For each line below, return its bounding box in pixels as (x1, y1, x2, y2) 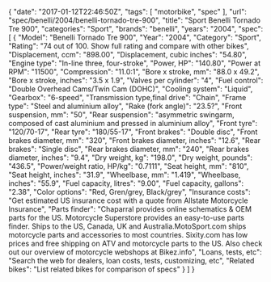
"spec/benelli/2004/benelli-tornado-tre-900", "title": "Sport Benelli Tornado (8, 15, 261, 25)
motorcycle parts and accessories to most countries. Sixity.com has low (8, 230, 248, 239)
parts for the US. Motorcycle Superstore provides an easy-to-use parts (8, 213, 245, 222)
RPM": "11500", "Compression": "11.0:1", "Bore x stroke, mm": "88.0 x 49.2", (8, 67, 260, 76)
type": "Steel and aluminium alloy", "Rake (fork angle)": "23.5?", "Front (8, 101, 243, 111)
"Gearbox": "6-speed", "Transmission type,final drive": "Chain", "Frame (8, 93, 247, 102)
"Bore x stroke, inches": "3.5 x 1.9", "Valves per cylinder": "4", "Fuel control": (8, 76, 264, 85)
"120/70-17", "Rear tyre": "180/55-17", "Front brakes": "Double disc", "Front (8, 127, 258, 137)
